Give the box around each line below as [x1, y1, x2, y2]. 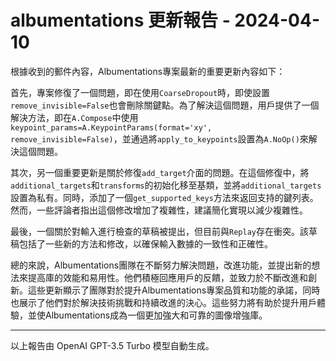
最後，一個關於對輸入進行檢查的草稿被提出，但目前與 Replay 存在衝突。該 [10, 225, 309, 237]
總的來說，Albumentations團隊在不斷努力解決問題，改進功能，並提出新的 [10, 259, 312, 271]
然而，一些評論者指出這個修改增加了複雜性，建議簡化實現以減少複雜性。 [10, 204, 308, 216]
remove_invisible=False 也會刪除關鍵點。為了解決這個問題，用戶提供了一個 [10, 99, 320, 111]
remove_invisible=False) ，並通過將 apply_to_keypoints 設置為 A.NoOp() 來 [10, 132, 309, 145]
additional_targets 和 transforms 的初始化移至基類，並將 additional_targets [10, 179, 322, 191]
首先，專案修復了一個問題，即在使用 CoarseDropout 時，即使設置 [10, 86, 271, 98]
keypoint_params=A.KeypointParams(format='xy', [10, 122, 213, 133]
